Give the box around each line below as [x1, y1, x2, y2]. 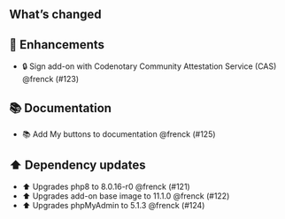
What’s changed [9, 7, 102, 22]
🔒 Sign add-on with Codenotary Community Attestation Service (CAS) [21, 61, 277, 72]
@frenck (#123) [21, 74, 80, 85]
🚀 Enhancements [9, 37, 104, 52]
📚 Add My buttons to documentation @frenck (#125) [21, 129, 216, 140]
